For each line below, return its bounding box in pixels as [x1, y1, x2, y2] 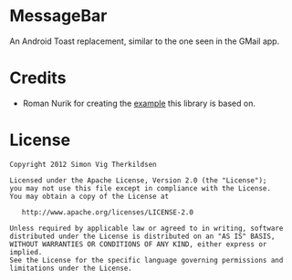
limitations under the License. [9, 264, 132, 273]
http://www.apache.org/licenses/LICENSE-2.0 [21, 207, 194, 217]
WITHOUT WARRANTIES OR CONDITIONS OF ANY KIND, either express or [9, 239, 267, 249]
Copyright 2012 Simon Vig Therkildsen [9, 160, 157, 169]
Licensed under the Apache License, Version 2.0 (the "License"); [9, 175, 267, 185]
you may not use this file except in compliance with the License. [9, 183, 272, 192]
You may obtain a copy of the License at [9, 192, 170, 201]
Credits [9, 67, 67, 88]
